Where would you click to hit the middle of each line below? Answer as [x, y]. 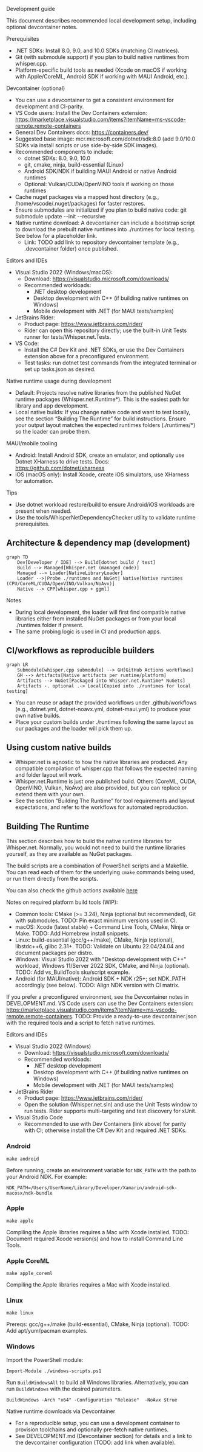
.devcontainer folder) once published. [71, 248]
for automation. [34, 481]
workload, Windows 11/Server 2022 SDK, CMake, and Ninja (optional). [102, 966]
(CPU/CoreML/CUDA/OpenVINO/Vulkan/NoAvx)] [61, 583]
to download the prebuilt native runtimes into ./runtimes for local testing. [105, 229]
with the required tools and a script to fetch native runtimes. [81, 1023]
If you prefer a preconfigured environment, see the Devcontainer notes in [98, 997]
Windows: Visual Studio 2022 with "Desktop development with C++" [101, 959]
